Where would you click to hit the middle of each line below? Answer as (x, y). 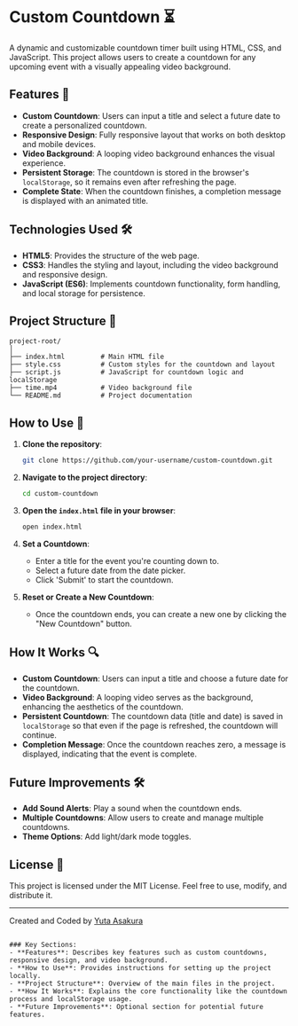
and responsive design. (65, 274)
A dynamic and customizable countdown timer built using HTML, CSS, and (145, 47)
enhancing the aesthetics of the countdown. (102, 707)
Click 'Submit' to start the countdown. (105, 580)
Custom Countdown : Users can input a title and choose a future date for (155, 678)
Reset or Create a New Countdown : (88, 597)
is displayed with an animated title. (85, 200)
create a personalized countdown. (85, 125)
